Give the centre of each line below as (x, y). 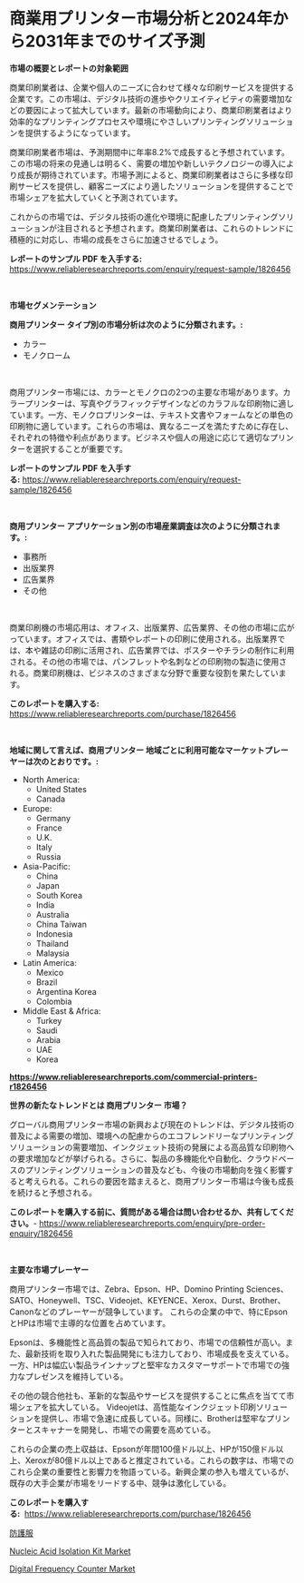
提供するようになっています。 (80, 133)
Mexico (50, 972)
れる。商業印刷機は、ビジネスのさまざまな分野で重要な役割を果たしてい (144, 673)
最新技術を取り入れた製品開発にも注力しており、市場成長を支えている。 (159, 1353)
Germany (53, 818)
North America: (51, 779)
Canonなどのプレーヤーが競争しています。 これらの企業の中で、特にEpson (148, 1312)
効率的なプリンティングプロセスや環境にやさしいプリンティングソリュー (144, 121)
